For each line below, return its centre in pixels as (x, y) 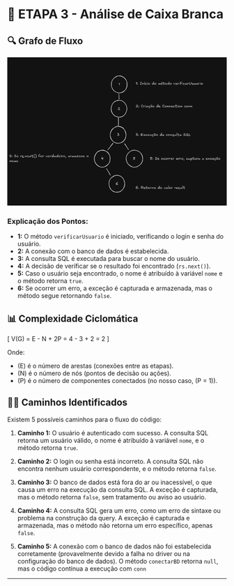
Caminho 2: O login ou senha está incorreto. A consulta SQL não (110, 461)
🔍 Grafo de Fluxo (45, 41)
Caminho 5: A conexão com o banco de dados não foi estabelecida (114, 546)
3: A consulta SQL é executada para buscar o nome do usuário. (108, 259)
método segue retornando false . (64, 296)
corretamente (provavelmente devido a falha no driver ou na (103, 553)
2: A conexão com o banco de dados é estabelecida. (93, 251)
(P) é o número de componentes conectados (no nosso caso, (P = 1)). (117, 381)
